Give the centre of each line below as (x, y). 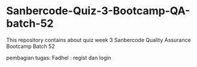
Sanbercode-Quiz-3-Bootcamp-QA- (98, 11)
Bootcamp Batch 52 (31, 46)
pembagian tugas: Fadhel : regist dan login (59, 58)
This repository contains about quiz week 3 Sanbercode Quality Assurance (99, 40)
